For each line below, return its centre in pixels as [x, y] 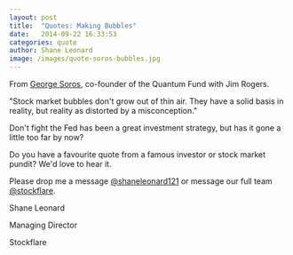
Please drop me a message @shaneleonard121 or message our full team [141, 181]
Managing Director [44, 225]
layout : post [33, 17]
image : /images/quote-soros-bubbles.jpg [85, 59]
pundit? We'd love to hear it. [60, 164]
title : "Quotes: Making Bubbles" [73, 26]
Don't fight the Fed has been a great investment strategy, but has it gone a [145, 128]
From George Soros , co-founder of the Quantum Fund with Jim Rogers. [139, 84]
